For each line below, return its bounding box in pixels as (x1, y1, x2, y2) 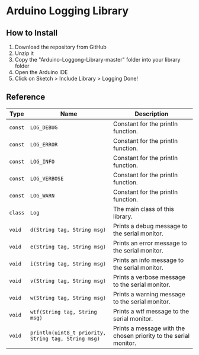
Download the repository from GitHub (14, 43, 107, 50)
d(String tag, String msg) (30, 226, 107, 233)
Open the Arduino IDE (14, 69, 68, 75)
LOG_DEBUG (30, 124, 58, 131)
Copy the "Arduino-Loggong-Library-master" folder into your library (14, 56, 181, 63)
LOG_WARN (30, 192, 55, 199)
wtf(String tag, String (30, 308, 97, 315)
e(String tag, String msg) (30, 243, 107, 250)
